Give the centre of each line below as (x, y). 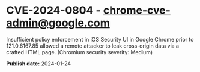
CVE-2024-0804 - (53, 10)
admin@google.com (58, 23)
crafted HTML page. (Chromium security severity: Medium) (80, 52)
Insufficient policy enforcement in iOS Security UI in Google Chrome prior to (100, 39)
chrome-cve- (137, 10)
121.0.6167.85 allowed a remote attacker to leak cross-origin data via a (92, 46)
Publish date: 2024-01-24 (38, 64)
